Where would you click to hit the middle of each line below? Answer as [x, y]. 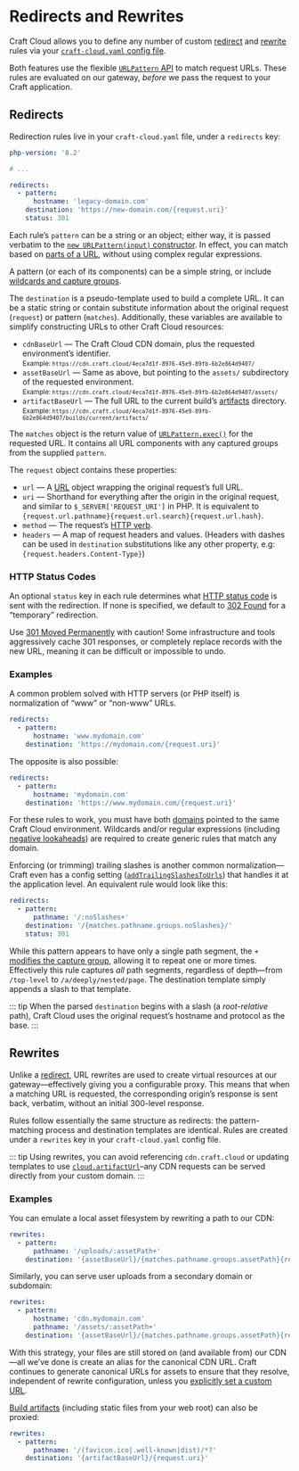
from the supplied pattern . [58, 452]
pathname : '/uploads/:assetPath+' [97, 1251]
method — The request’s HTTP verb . [87, 525]
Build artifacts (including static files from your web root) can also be [133, 1408]
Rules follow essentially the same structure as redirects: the [118, 1120]
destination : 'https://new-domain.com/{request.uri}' [127, 210]
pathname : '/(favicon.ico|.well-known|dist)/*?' [125, 1450]
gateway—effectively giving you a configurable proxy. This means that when [149, 1084]
